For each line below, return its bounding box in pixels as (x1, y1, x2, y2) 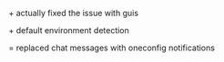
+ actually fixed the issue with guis (8, 8, 138, 18)
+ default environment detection (8, 25, 129, 35)
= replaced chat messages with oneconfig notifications (8, 42, 216, 53)
